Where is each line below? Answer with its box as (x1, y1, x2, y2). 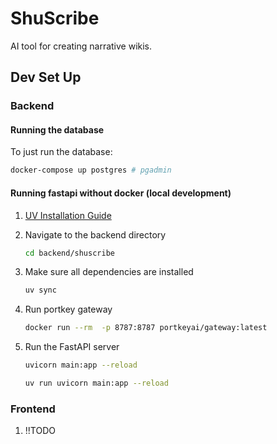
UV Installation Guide (24, 209, 112, 221)
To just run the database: (10, 146, 113, 158)
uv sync (24, 285, 57, 296)
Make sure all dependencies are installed (24, 266, 194, 278)
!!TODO (24, 425, 56, 437)
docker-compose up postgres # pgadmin (10, 165, 172, 176)
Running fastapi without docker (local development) (10, 187, 232, 199)
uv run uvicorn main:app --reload (24, 378, 169, 389)
